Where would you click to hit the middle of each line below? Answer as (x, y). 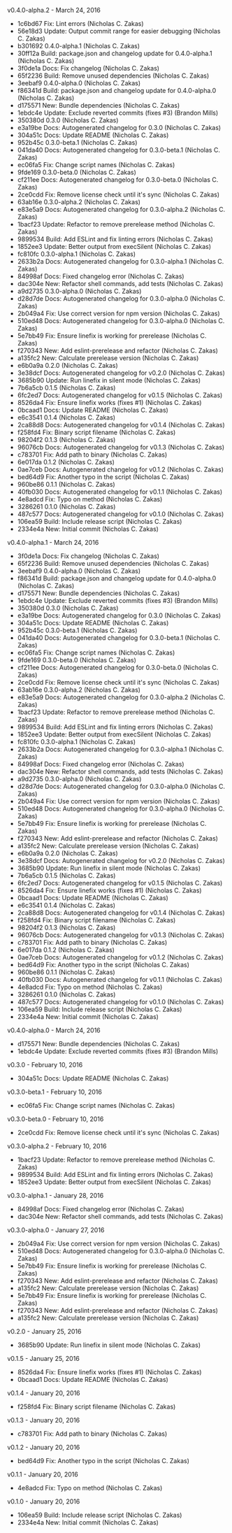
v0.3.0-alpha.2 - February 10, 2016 (57, 1146)
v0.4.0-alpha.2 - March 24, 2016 (54, 10)
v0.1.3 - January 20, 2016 (44, 1420)
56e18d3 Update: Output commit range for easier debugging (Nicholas (119, 31)
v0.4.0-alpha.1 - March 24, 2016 (53, 542)
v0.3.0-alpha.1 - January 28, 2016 (56, 1196)
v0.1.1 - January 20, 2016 (43, 1474)
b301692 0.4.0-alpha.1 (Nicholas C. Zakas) (79, 46)
